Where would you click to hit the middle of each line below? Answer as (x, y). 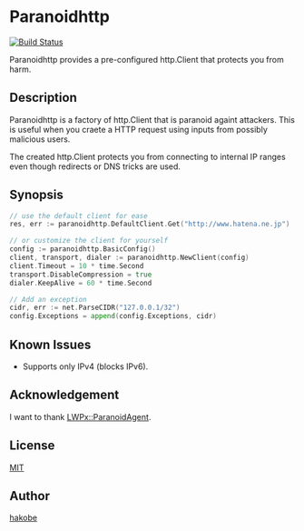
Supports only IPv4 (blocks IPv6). (85, 366)
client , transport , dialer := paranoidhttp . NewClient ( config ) (129, 258)
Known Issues (50, 344)
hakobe (24, 518)
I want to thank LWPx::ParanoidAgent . (80, 416)
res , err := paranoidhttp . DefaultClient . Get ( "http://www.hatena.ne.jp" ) (150, 225)
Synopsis (36, 195)
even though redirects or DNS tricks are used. (95, 166)
